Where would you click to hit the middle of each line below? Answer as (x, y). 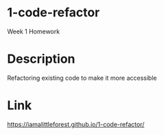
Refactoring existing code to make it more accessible (82, 78)
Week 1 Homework (34, 31)
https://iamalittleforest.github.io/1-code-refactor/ (76, 124)
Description (41, 59)
